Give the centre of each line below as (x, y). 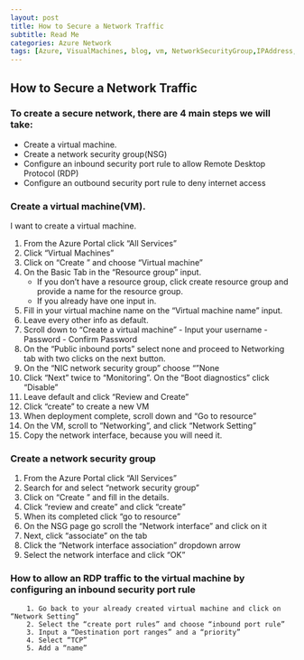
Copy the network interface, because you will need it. (123, 435)
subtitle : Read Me (45, 34)
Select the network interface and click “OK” (104, 555)
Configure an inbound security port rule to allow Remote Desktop (144, 163)
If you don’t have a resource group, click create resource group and (162, 282)
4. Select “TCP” (57, 640)
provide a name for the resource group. (110, 292)
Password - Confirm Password (80, 339)
